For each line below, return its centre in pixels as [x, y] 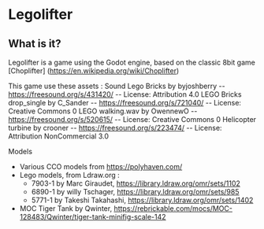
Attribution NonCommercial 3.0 [58, 136]
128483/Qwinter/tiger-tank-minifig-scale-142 [93, 217]
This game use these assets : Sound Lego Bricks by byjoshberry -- [117, 86]
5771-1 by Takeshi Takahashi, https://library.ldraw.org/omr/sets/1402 [142, 200]
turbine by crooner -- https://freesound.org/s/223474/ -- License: [115, 128]
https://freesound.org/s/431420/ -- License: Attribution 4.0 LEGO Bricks [125, 94]
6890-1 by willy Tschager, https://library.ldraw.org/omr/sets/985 [135, 192]
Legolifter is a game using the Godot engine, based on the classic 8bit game [132, 62]
